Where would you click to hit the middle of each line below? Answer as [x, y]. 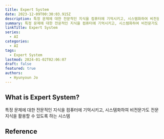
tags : [10, 50]
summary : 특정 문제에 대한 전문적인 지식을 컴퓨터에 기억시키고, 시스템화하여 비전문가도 [82, 23]
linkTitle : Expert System [31, 28]
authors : [14, 73]
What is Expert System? [42, 97]
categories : [17, 41]
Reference [21, 131]
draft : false [18, 64]
